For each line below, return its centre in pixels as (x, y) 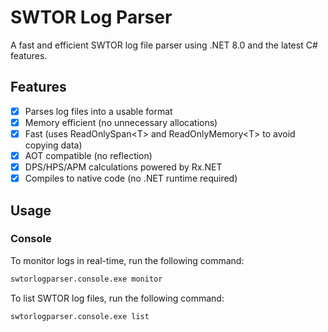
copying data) (53, 145)
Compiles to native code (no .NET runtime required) (131, 178)
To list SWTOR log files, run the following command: (117, 298)
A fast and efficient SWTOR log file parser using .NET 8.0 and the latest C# (164, 45)
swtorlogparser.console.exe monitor (86, 279)
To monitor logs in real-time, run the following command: (127, 260)
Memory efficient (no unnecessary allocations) (121, 122)
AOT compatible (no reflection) (88, 155)
